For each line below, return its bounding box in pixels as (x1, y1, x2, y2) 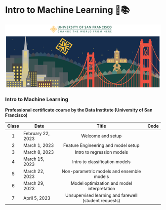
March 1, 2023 (23, 142, 54, 148)
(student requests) (82, 198, 121, 204)
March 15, (23, 156, 44, 162)
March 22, (23, 168, 44, 174)
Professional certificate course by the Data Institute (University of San (5, 107, 153, 113)
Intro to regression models (75, 149, 128, 155)
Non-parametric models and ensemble (61, 168, 141, 174)
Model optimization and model (71, 180, 132, 186)
